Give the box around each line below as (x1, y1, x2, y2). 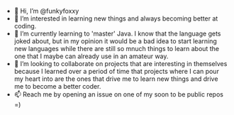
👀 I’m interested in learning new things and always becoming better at (13, 14, 218, 23)
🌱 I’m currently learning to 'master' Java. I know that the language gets (13, 29, 221, 38)
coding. (13, 22, 37, 30)
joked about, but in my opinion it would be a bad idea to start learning (13, 37, 218, 45)
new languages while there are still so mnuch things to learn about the (13, 45, 220, 53)
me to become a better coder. (13, 82, 101, 90)
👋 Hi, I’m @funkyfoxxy (13, 7, 79, 15)
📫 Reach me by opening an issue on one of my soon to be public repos (13, 90, 223, 99)
